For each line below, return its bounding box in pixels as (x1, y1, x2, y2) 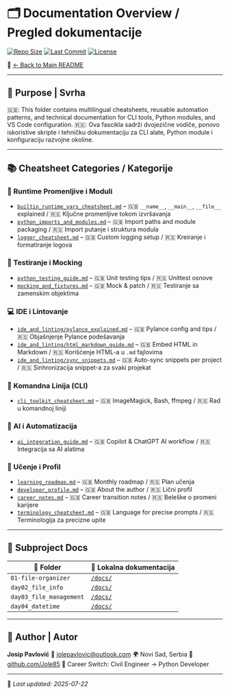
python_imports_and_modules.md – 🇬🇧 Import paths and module (16, 218, 196, 226)
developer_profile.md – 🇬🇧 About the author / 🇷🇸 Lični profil (16, 485, 193, 493)
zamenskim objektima (16, 289, 79, 297)
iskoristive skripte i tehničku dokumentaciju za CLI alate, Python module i (7, 128, 214, 136)
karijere (16, 501, 39, 509)
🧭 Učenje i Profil (7, 462, 61, 471)
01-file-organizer (10, 574, 71, 582)
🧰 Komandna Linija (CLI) (7, 380, 88, 390)
